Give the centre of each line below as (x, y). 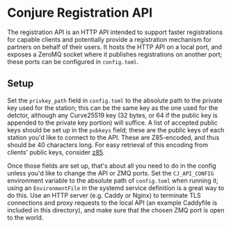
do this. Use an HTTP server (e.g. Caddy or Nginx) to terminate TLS (104, 195)
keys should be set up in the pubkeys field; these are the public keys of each (116, 130)
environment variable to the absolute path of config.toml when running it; (113, 180)
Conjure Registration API (80, 13)
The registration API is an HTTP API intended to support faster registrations (115, 32)
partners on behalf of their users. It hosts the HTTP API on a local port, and (115, 47)
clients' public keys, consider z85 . (56, 152)
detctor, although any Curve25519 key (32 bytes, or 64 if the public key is (112, 115)
